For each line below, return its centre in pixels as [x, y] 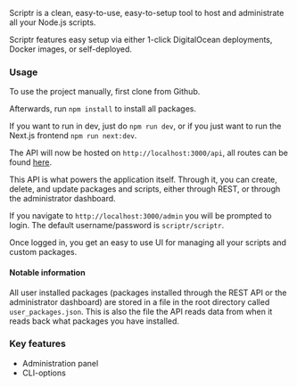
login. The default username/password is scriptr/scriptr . [117, 226]
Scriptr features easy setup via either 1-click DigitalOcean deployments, [141, 40]
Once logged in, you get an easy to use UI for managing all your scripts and [148, 243]
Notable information [48, 272]
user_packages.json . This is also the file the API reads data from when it [141, 311]
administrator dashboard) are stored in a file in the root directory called [140, 301]
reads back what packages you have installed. [95, 321]
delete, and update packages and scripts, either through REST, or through [145, 189]
